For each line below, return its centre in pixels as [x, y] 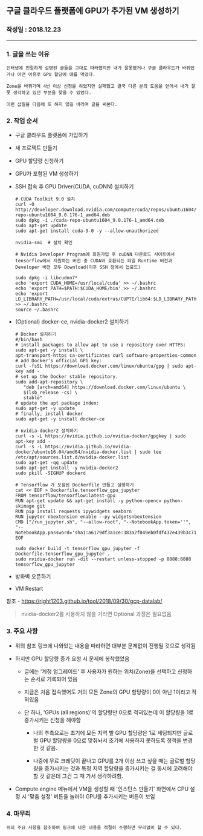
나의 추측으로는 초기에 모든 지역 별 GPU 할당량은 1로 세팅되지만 [108, 732]
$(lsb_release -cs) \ [50, 393]
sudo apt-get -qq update [46, 463]
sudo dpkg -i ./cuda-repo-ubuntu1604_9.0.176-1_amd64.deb [89, 221]
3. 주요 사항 [22, 631]
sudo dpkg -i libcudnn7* [46, 278]
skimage [24, 506]
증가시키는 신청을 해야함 [53, 720]
